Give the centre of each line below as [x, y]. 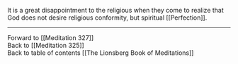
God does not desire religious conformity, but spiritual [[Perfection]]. [107, 18]
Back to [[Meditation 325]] [46, 45]
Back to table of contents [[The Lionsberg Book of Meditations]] [101, 53]
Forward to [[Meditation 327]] [51, 38]
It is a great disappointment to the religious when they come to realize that [116, 10]
